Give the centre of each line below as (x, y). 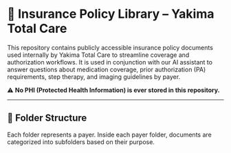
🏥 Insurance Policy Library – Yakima (111, 14)
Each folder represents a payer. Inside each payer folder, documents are (109, 134)
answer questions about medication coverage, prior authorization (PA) (107, 69)
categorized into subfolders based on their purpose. (81, 142)
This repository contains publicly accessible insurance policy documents (110, 47)
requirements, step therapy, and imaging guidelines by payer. (94, 76)
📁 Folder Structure (47, 118)
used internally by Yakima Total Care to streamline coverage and (98, 55)
